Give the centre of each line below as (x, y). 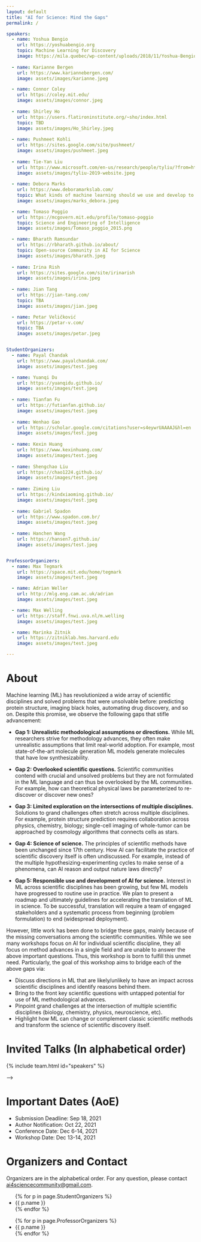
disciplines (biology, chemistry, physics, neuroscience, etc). (89, 1012)
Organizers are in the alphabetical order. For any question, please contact (97, 1178)
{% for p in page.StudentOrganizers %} (63, 1196)
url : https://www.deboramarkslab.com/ (65, 190)
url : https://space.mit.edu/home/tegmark (69, 572)
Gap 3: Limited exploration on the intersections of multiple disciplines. (104, 806)
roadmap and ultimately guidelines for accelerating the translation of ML (104, 899)
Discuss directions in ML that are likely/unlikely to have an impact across (104, 980)
